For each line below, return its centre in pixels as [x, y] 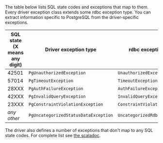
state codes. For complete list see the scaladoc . [53, 135]
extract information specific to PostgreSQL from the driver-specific [72, 17]
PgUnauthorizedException [57, 73]
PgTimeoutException [51, 81]
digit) [16, 65]
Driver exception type [71, 49]
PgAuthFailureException [56, 88]
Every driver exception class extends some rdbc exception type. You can [78, 12]
